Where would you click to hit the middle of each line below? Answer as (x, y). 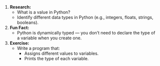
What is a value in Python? (44, 12)
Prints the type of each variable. (56, 58)
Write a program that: (38, 48)
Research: (20, 7)
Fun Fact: (19, 28)
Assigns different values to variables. (61, 53)
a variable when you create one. (49, 38)
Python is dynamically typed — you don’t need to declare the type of (86, 33)
